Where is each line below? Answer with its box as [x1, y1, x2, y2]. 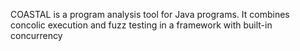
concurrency [10, 30, 63, 41]
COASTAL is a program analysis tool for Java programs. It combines [10, 9, 290, 20]
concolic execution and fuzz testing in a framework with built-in [10, 19, 273, 31]
